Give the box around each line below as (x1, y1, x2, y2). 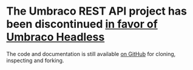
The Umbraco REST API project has (6, 4, 187, 18)
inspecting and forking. (6, 57, 64, 64)
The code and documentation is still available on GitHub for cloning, (6, 50, 176, 57)
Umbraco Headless (6, 30, 105, 44)
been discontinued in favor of (6, 17, 158, 31)
